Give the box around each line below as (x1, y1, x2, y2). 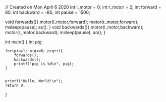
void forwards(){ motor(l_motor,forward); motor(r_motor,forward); (5, 19, 139, 25)
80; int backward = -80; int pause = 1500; (5, 9, 90, 15)
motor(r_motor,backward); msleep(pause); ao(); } (5, 30, 106, 35)
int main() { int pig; (5, 39, 43, 45)
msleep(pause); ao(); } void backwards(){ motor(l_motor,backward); (5, 24, 144, 30)
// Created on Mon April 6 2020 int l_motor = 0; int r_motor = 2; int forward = (5, 4, 162, 10)
